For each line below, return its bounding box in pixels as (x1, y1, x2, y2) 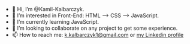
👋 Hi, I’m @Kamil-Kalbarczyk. (11, 6, 85, 12)
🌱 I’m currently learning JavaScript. (11, 18, 99, 25)
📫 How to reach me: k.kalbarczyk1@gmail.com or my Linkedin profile (11, 32, 184, 38)
